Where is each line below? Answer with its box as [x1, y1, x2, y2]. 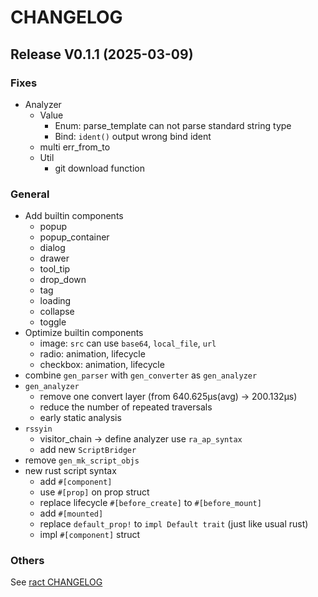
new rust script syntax [24, 465, 117, 477]
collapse [39, 306, 75, 318]
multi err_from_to [39, 141, 111, 153]
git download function [54, 162, 145, 174]
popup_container [39, 231, 110, 243]
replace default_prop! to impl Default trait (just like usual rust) [39, 518, 309, 530]
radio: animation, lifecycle [39, 348, 146, 360]
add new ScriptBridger [39, 444, 137, 456]
